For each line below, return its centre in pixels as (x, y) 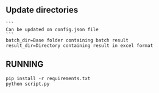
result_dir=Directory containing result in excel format (79, 45)
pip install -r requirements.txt (48, 78)
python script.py (28, 84)
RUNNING (25, 65)
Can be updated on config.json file (52, 29)
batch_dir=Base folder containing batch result (67, 40)
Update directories (42, 10)
